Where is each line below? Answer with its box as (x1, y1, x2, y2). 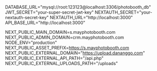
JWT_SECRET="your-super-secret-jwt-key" (5, 9, 94, 15)
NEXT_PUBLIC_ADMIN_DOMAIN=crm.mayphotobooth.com (5, 34, 125, 40)
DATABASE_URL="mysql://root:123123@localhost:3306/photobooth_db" (5, 4, 151, 10)
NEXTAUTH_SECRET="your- (94, 9, 153, 15)
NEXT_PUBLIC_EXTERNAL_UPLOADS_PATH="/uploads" (5, 61, 118, 66)
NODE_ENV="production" (5, 40, 58, 46)
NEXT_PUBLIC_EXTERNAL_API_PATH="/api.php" (5, 55, 104, 61)
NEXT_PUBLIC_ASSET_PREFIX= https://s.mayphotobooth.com (5, 45, 129, 50)
